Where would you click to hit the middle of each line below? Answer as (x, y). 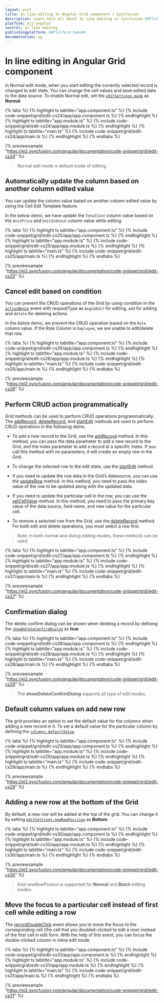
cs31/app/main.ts (22, 976)
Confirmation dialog (36, 612)
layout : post (18, 10)
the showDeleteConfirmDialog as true (42, 629)
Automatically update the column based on (72, 181)
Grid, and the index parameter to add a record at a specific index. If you (84, 447)
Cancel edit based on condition (53, 291)
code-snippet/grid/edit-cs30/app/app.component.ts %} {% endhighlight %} (81, 834)
